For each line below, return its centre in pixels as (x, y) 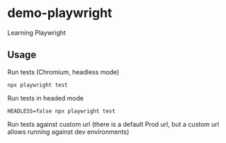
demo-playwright (60, 13)
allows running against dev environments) (68, 132)
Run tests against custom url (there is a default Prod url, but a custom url (113, 124)
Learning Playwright (36, 33)
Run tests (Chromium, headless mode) (63, 71)
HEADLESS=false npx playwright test (61, 111)
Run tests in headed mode (45, 98)
